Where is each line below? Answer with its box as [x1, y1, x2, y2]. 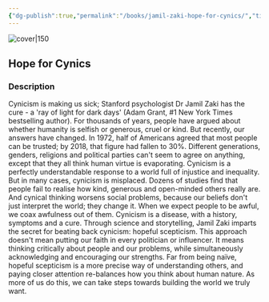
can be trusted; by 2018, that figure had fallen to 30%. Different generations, [8, 142, 261, 151]
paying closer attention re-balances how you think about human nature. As [8, 269, 255, 279]
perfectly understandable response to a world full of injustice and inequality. [8, 167, 260, 177]
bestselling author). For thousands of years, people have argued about [8, 116, 241, 126]
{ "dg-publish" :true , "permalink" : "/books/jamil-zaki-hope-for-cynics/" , [8, 11, 252, 20]
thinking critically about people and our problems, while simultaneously [8, 244, 243, 253]
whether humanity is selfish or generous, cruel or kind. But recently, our [8, 125, 246, 135]
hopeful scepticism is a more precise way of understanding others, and [8, 261, 243, 271]
